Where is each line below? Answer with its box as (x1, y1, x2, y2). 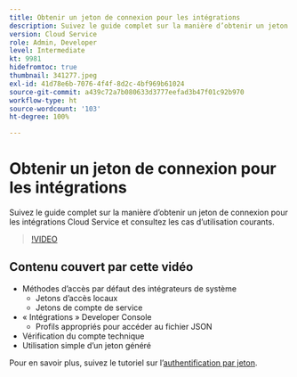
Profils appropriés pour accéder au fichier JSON (35, 321, 213, 332)
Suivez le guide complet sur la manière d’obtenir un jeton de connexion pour (9, 207, 289, 218)
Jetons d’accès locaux (35, 292, 118, 303)
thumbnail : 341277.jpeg (9, 71, 98, 80)
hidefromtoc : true (9, 63, 77, 72)
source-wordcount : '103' (9, 104, 101, 113)
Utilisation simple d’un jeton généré (21, 340, 152, 350)
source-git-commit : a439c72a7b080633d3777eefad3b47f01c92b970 (9, 87, 245, 96)
